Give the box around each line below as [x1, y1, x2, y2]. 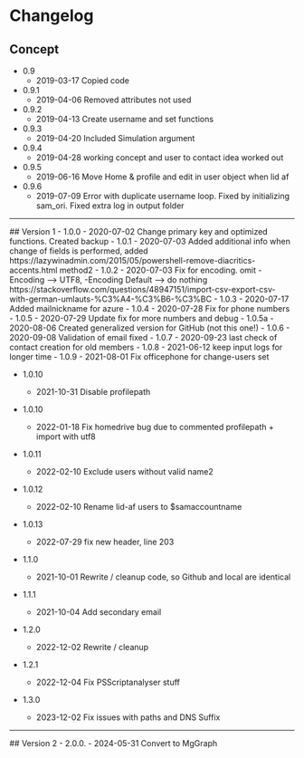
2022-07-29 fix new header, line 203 [35, 536, 175, 547]
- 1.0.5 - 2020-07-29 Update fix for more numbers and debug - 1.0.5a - [9, 313, 274, 323]
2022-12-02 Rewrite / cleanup [35, 642, 149, 652]
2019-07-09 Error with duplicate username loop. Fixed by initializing [35, 191, 290, 201]
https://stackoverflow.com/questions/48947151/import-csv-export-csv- [9, 284, 276, 294]
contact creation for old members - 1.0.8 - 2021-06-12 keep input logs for [9, 341, 283, 352]
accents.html [9, 264, 58, 275]
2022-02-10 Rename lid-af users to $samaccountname [35, 502, 242, 512]
